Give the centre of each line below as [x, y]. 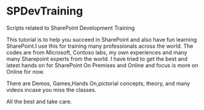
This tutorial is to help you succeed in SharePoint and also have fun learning [102, 39]
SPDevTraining [45, 11]
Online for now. [25, 71]
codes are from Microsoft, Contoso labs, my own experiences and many [97, 52]
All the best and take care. [39, 102]
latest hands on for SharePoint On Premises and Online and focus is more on [102, 65]
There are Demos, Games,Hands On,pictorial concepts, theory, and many [98, 83]
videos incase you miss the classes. [51, 89]
